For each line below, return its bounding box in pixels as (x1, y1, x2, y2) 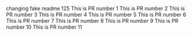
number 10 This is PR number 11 (6, 23, 83, 30)
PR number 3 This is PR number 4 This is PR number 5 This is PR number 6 (6, 11, 187, 18)
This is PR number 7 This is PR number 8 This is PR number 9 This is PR (6, 17, 179, 24)
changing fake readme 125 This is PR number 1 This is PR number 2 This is (6, 5, 185, 12)
